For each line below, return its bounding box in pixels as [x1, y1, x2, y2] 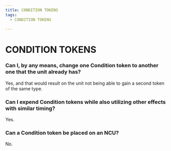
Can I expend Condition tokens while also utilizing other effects [5, 98, 166, 105]
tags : [5, 12, 17, 17]
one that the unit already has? [5, 68, 81, 75]
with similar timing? [5, 105, 55, 112]
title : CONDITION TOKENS [5, 7, 58, 13]
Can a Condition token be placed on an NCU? [5, 129, 119, 137]
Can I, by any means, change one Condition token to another [5, 62, 159, 69]
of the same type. [5, 85, 42, 91]
